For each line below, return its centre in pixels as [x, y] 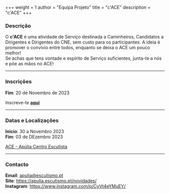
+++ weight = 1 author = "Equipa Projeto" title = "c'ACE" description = [78, 7]
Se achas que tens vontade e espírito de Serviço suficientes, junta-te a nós [83, 58]
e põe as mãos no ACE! [30, 64]
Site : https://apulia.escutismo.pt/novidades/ [51, 181]
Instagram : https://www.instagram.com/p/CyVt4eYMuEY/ [66, 186]
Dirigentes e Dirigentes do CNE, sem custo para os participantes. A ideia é [83, 42]
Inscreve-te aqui [23, 102]
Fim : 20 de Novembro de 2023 [37, 93]
